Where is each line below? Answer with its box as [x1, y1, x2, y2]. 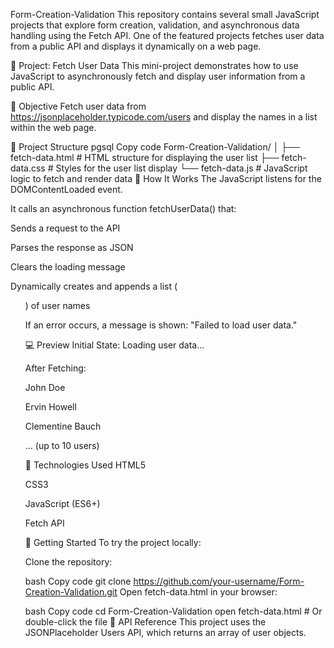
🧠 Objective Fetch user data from [10, 100, 147, 112]
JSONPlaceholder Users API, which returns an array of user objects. [24, 627, 307, 638]
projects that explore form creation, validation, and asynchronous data [10, 19, 300, 31]
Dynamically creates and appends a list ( [10, 280, 178, 292]
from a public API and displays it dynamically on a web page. [10, 40, 262, 52]
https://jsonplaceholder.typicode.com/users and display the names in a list [10, 111, 318, 123]
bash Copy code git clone [24, 575, 132, 587]
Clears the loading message [10, 261, 126, 273]
